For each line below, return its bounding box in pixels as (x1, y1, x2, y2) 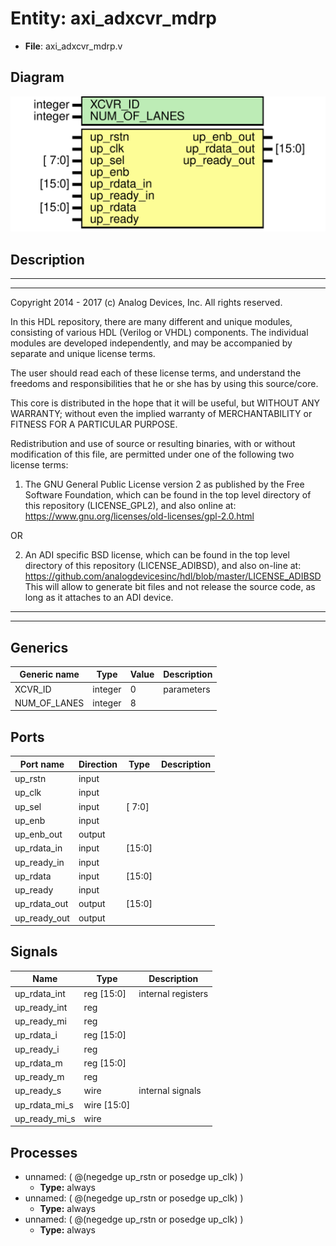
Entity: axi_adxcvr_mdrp (10, 7, 217, 30)
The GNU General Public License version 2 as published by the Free (24, 478, 305, 491)
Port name (19, 758, 65, 770)
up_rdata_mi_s (14, 1098, 74, 1111)
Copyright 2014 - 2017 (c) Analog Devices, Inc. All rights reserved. (10, 297, 283, 309)
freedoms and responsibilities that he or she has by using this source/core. (10, 378, 319, 390)
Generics (10, 639, 69, 656)
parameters (163, 683, 211, 695)
